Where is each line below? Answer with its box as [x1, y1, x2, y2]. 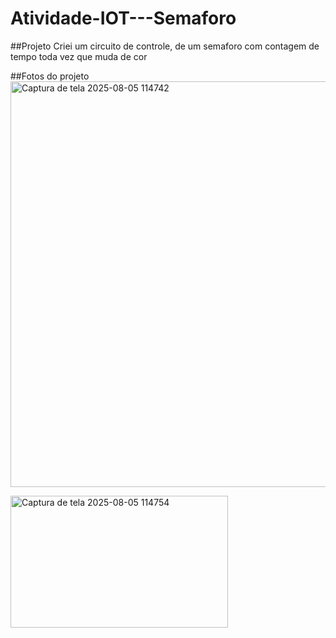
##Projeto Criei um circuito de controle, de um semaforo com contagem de [10, 40, 320, 52]
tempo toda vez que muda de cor [10, 50, 148, 62]
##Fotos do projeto [10, 70, 90, 82]
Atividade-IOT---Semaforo [10, 7, 237, 30]
